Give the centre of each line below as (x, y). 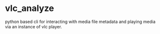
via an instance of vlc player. (33, 26)
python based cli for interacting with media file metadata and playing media (80, 22)
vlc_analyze (30, 8)
